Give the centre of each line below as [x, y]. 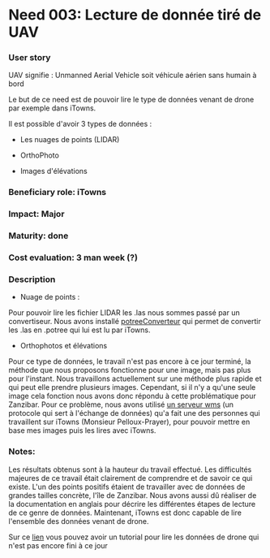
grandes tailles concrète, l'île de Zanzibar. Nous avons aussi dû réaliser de [133, 495]
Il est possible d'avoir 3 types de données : [80, 124]
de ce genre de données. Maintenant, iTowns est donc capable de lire [125, 513]
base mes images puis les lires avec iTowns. [82, 430]
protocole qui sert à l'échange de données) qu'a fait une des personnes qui [135, 413]
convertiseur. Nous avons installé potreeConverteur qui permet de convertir [135, 322]
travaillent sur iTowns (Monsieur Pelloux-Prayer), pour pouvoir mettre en [129, 422]
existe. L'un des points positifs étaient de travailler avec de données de [127, 487]
